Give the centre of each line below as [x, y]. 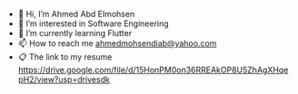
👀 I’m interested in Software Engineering [94, 23]
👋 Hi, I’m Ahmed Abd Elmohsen [76, 14]
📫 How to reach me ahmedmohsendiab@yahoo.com [117, 43]
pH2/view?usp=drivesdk [64, 80]
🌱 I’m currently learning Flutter [75, 33]
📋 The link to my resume [65, 57]
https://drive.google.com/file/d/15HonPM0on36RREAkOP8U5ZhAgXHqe [153, 70]
